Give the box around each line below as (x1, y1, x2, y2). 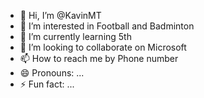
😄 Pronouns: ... (19, 67, 85, 79)
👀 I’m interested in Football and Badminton (19, 20, 195, 32)
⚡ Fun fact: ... (19, 78, 75, 90)
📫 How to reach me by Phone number (19, 53, 179, 64)
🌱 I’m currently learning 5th (19, 31, 132, 42)
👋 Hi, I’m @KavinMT (19, 10, 102, 21)
